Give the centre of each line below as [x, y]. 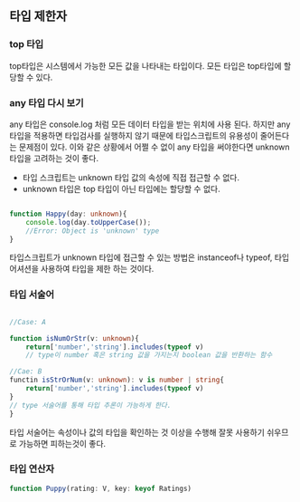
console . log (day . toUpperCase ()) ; [89, 222]
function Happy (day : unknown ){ [68, 214]
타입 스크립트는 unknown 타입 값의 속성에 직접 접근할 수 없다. [131, 177]
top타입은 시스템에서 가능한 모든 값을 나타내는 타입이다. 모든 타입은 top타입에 [145, 65]
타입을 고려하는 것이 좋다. [54, 158]
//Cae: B [26, 372]
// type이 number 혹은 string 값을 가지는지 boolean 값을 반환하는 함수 [149, 355]
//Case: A [28, 322]
